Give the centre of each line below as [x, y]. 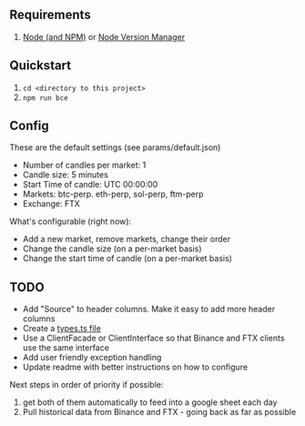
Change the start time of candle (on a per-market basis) [127, 259]
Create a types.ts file [62, 329]
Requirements [50, 15]
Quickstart [41, 66]
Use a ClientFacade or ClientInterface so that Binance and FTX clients [153, 338]
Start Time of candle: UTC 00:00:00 [90, 185]
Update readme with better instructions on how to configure [135, 367]
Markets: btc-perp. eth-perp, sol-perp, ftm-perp [113, 194]
